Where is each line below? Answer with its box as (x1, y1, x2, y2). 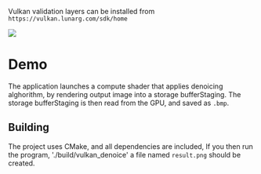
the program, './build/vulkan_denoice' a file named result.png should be (8, 150, 241, 159)
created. (8, 158, 35, 168)
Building (8, 121, 49, 134)
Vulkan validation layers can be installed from (8, 7, 155, 16)
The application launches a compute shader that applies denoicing (8, 82, 223, 91)
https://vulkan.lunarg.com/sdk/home (8, 15, 128, 23)
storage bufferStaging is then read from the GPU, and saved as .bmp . (8, 98, 230, 107)
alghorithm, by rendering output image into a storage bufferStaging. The (8, 89, 241, 99)
